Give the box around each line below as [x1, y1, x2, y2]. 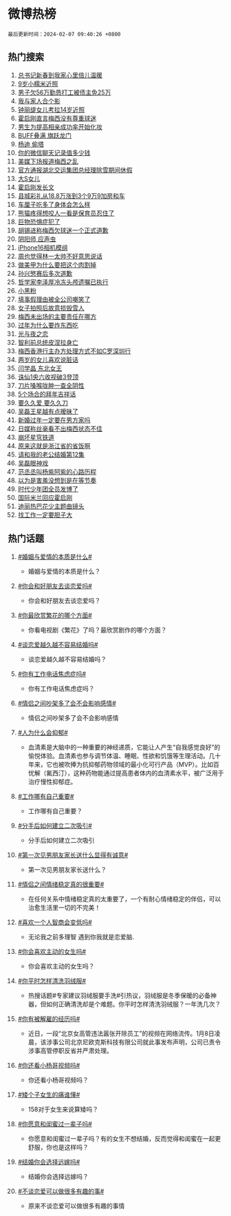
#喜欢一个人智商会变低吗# [17, 918, 92, 926]
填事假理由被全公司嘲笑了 [17, 295, 91, 303]
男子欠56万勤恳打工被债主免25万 [17, 88, 111, 97]
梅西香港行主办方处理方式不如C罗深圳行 [17, 346, 131, 355]
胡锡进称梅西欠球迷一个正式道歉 [17, 226, 109, 235]
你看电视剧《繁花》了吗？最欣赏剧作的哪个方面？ [27, 626, 167, 634]
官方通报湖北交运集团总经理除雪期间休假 [17, 166, 133, 174]
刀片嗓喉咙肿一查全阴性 [17, 381, 85, 390]
